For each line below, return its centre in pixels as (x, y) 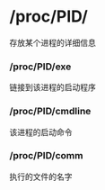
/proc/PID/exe (40, 67)
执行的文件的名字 (41, 176)
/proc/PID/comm (46, 156)
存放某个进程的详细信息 (52, 42)
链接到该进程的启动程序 (52, 87)
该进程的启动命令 (41, 131)
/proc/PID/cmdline (50, 112)
